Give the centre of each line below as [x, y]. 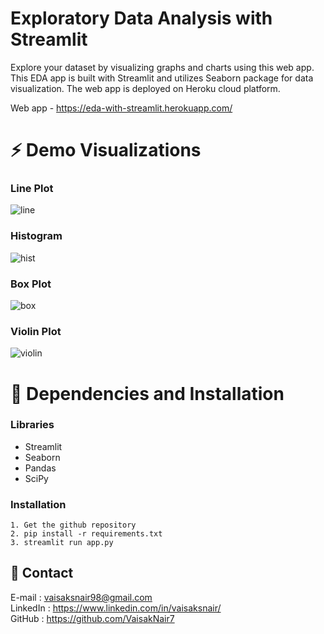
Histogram [36, 236]
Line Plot [32, 189]
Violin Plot [36, 331]
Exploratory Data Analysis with [141, 18]
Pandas [40, 468]
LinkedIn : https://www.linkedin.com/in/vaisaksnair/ [116, 608]
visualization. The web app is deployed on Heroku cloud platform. [145, 88]
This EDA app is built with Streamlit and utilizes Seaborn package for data [162, 78]
